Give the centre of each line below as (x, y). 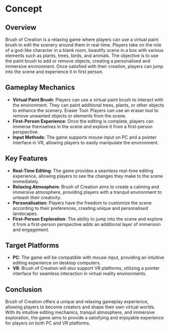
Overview (21, 27)
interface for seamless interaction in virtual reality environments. (79, 273)
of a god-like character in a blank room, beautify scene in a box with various (84, 50)
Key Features (26, 159)
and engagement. (31, 230)
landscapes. (25, 213)
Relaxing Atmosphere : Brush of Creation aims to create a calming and (86, 187)
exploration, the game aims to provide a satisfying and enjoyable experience (84, 318)
